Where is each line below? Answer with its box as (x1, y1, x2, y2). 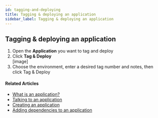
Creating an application (12, 102, 60, 108)
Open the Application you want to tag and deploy (12, 48, 114, 54)
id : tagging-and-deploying (5, 7, 61, 12)
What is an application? (12, 91, 60, 97)
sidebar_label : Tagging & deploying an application (5, 16, 114, 21)
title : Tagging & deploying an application (5, 12, 96, 17)
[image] (12, 59, 29, 64)
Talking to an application (12, 97, 63, 103)
